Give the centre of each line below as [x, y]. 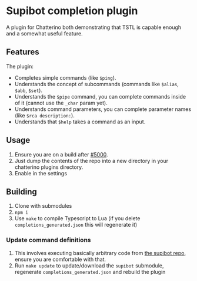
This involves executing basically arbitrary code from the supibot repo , [100, 253]
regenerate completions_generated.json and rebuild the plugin [90, 272]
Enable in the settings [41, 173]
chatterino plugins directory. [49, 167]
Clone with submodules [43, 206]
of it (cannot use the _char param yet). [61, 103]
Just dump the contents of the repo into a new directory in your [91, 161]
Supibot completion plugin [72, 11]
